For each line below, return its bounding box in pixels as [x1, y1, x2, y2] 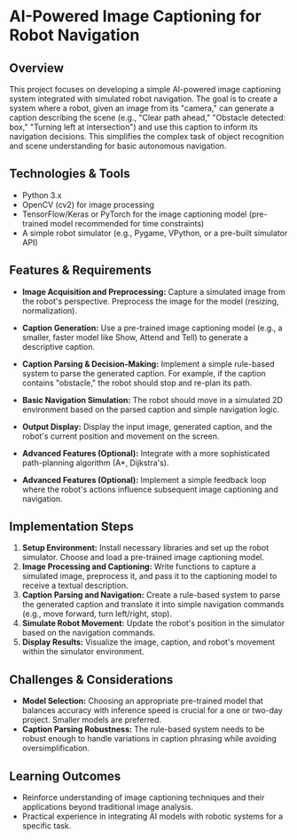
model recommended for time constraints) [50, 218, 205, 228]
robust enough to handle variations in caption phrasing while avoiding [21, 733, 277, 744]
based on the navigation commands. [21, 628, 156, 638]
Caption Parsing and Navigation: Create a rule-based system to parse [21, 590, 281, 600]
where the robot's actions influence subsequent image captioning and [21, 484, 279, 495]
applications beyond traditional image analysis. [21, 802, 194, 812]
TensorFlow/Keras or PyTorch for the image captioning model [21, 209, 247, 219]
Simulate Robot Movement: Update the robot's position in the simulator [21, 618, 285, 629]
